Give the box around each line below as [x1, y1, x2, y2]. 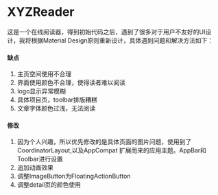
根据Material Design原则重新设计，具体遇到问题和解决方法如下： [30, 36, 214, 45]
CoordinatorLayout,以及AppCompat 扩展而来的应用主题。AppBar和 [16, 146, 207, 154]
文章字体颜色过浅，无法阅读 [16, 104, 96, 113]
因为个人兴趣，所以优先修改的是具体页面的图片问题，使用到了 [16, 138, 192, 146]
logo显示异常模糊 [16, 87, 66, 95]
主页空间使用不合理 [16, 70, 72, 78]
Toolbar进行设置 [16, 155, 63, 163]
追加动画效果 [16, 163, 53, 172]
